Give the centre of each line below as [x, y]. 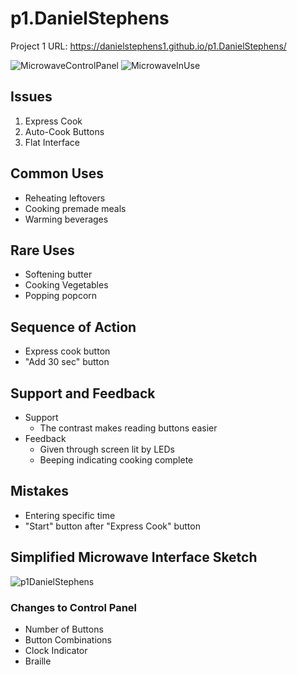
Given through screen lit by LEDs [107, 449]
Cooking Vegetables [66, 285]
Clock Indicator [56, 650]
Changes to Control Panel [73, 607]
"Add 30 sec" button [67, 362]
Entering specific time [70, 515]
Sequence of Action [73, 327]
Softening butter [58, 274]
